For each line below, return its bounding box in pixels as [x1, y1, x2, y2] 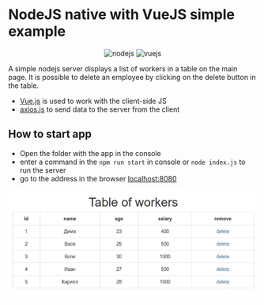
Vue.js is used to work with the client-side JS [19, 96, 168, 105]
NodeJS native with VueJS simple [8, 6, 236, 24]
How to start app [8, 128, 92, 141]
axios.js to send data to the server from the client [19, 105, 180, 114]
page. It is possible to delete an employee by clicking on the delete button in [8, 72, 257, 82]
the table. [8, 81, 40, 90]
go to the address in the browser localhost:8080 [19, 173, 177, 183]
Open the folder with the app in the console [19, 148, 162, 158]
